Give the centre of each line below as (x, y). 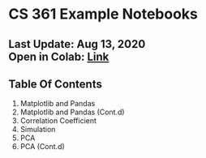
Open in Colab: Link (59, 56)
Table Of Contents (56, 84)
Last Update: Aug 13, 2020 (77, 44)
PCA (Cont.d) (42, 147)
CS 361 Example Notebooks (103, 14)
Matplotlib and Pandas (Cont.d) (72, 112)
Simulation (38, 130)
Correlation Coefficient (58, 121)
